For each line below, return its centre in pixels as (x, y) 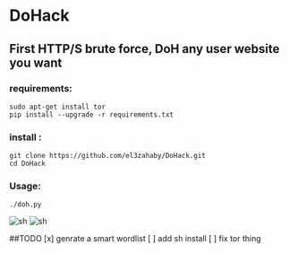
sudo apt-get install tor (57, 107)
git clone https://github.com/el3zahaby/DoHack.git (107, 156)
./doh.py (25, 205)
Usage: (25, 187)
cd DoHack (28, 164)
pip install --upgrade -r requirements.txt (92, 114)
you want (36, 62)
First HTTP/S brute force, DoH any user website (144, 49)
